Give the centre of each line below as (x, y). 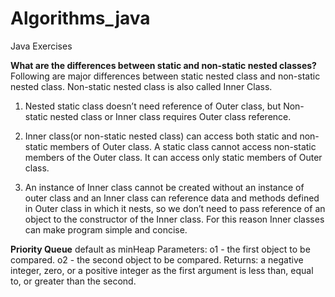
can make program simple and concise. (106, 229)
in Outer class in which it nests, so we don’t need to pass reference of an (175, 208)
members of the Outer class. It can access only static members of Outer (173, 157)
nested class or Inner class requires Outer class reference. (170, 116)
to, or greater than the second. (73, 281)
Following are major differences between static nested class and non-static (165, 76)
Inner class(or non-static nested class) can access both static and (161, 136)
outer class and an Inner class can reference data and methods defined (172, 198)
